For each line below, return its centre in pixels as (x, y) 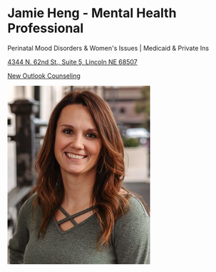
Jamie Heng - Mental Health (92, 13)
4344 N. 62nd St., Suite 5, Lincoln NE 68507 (72, 61)
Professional (46, 28)
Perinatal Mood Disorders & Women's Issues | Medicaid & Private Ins (108, 48)
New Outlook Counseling (44, 76)
